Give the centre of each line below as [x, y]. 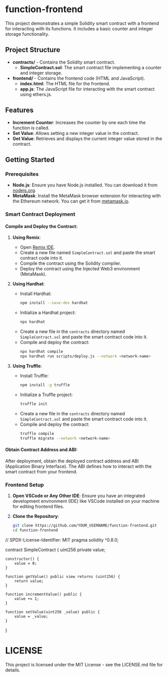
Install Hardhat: [36, 294]
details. [13, 670]
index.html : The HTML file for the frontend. [65, 83]
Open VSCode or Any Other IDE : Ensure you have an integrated [79, 496]
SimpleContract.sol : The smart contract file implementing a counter [91, 67]
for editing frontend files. [38, 506]
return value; [29, 581]
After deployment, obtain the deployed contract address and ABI [72, 461]
